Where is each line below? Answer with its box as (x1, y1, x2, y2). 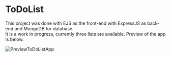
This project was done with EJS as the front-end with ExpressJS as (5, 20, 147, 26)
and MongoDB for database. (14, 25, 74, 31)
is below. (5, 36, 24, 42)
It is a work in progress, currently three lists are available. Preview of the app (5, 31, 166, 37)
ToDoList (5, 4, 44, 15)
